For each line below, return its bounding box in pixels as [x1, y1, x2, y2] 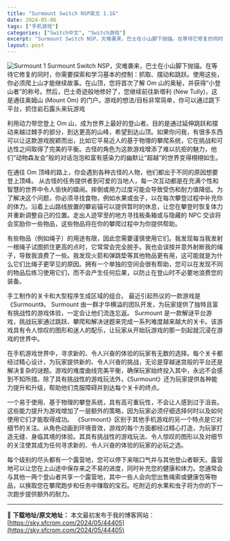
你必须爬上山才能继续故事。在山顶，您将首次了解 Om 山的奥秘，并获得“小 [7, 79, 216, 87]
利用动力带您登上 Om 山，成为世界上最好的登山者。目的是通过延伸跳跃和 [7, 119, 212, 127]
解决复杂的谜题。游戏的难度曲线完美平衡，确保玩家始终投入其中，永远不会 [7, 367, 217, 374]
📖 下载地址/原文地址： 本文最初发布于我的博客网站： [7, 511, 155, 519]
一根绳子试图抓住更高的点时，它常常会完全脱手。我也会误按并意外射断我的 [7, 243, 217, 251]
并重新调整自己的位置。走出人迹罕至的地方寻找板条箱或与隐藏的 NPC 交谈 [7, 211, 216, 219]
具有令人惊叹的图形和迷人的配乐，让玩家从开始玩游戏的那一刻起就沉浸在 [12, 326, 217, 334]
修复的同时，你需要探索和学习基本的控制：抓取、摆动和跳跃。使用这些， [18, 70, 223, 78]
